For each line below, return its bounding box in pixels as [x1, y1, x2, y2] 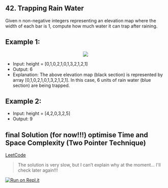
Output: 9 [12, 116, 33, 122]
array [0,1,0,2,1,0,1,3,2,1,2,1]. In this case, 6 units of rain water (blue [12, 77, 151, 83]
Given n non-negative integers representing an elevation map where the [5, 17, 156, 23]
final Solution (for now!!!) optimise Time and [5, 131, 149, 139]
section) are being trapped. [12, 82, 70, 88]
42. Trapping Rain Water [5, 4, 84, 13]
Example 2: [5, 97, 42, 106]
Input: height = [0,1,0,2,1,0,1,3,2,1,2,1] [12, 60, 88, 67]
